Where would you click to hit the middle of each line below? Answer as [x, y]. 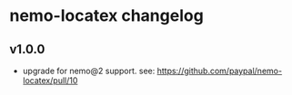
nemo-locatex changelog [107, 16]
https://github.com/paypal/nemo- [220, 71]
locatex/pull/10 [50, 81]
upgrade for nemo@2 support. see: [89, 71]
